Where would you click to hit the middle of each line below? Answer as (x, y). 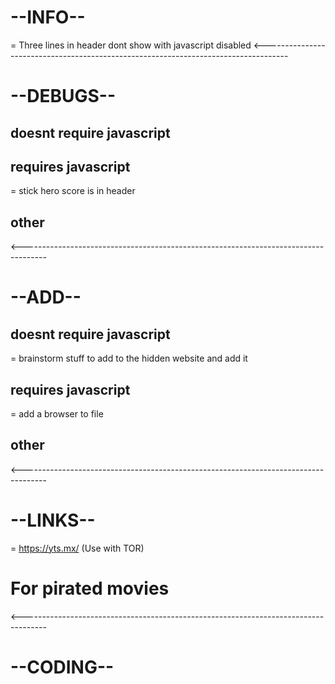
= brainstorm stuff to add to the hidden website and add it (129, 358)
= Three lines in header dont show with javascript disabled (131, 45)
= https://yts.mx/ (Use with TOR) (77, 548)
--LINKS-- (53, 520)
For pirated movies (90, 588)
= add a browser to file (57, 413)
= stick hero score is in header (73, 191)
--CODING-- (62, 667)
